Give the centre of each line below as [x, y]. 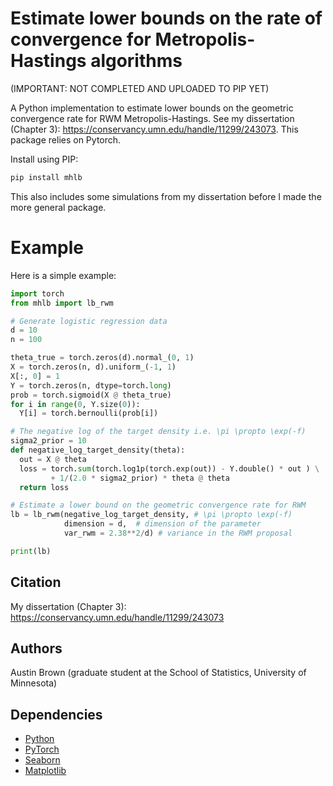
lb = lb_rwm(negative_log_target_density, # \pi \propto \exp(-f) [151, 515]
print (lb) [31, 551]
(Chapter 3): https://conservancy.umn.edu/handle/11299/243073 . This [154, 129]
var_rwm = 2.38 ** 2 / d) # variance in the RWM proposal [178, 533]
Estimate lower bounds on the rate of [166, 18]
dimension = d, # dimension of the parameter [162, 524]
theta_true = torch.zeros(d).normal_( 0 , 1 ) [102, 358]
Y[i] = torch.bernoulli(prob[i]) [89, 413]
